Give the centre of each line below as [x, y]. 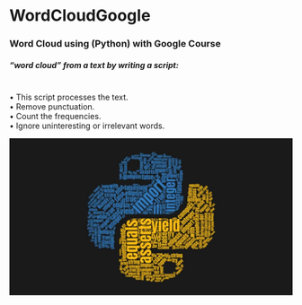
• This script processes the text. [69, 97]
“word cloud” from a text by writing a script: [94, 65]
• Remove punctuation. [52, 107]
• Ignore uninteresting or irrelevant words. [87, 126]
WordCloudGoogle [80, 16]
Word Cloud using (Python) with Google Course [115, 44]
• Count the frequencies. [55, 117]
